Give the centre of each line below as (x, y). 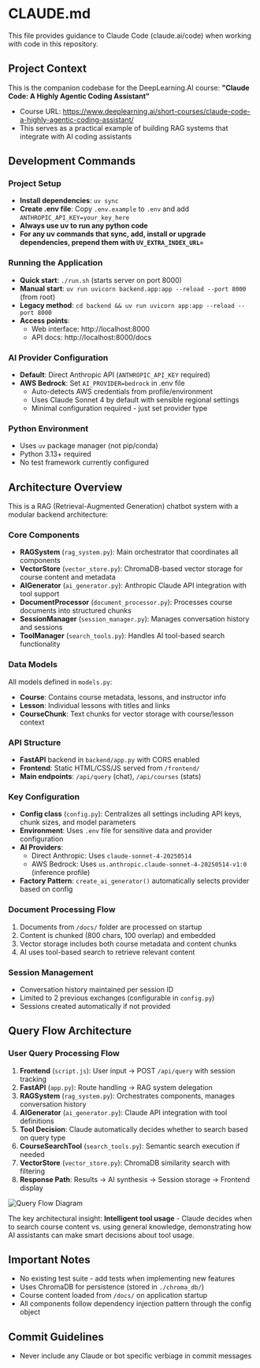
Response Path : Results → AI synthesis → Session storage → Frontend (135, 1179)
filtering (32, 1171)
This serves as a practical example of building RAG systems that (124, 128)
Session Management (51, 972)
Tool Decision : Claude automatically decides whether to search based (134, 1129)
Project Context (47, 69)
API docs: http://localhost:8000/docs (91, 337)
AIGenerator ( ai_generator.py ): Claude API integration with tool (123, 1112)
